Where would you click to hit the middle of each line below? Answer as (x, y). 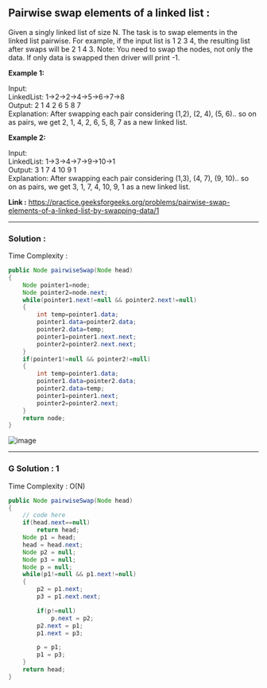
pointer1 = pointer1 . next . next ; (87, 337)
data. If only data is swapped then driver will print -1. (94, 57)
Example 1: (27, 73)
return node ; (44, 418)
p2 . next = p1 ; (60, 626)
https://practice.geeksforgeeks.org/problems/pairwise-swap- (129, 202)
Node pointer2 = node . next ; (66, 292)
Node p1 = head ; (50, 538)
